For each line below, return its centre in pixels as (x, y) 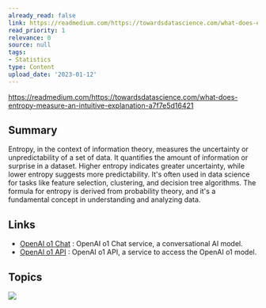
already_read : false (42, 15)
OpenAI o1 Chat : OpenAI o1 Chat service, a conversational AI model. (131, 244)
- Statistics (30, 60)
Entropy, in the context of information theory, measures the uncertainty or (129, 149)
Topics (25, 277)
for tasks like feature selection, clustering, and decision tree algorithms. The (132, 183)
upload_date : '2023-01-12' (53, 74)
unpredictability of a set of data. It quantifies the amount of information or (128, 158)
